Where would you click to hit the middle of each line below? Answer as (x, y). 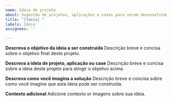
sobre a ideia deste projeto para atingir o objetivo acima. (65, 69)
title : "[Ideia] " (25, 19)
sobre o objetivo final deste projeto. (43, 54)
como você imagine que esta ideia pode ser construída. (64, 84)
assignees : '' (20, 29)
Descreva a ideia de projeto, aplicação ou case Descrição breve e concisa (84, 63)
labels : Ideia (20, 24)
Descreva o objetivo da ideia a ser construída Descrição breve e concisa (83, 48)
